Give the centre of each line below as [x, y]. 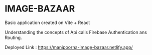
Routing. [13, 37]
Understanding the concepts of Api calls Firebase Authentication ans [76, 32]
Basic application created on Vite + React [47, 22]
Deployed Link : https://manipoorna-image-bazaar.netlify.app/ [69, 47]
